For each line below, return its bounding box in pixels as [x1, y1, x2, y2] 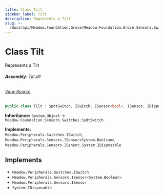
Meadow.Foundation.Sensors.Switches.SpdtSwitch [5, 117, 104, 122]
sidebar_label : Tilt [5, 12, 47, 17]
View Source [5, 89, 31, 95]
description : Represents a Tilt [5, 16, 71, 21]
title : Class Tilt [5, 7, 42, 12]
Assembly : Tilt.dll [5, 74, 41, 79]
